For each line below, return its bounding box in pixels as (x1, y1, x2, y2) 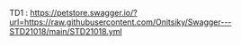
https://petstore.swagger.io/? (30, 8, 138, 18)
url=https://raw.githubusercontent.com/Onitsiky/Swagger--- (9, 17, 232, 27)
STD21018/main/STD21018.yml (9, 26, 123, 36)
